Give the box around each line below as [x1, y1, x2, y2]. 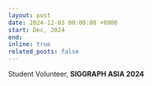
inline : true [8, 41, 51, 48]
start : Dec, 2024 [8, 26, 65, 34]
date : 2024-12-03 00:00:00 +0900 [8, 19, 118, 27]
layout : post [8, 11, 51, 20]
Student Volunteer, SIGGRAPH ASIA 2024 [8, 70, 144, 78]
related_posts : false [8, 48, 80, 56]
